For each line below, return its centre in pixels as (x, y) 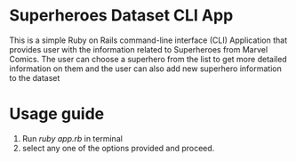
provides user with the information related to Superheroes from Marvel (139, 49)
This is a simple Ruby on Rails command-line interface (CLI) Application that (148, 40)
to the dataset (35, 77)
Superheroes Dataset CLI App (121, 16)
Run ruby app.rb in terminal (72, 138)
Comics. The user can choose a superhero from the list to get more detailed (148, 59)
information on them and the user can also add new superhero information (145, 69)
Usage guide (57, 114)
